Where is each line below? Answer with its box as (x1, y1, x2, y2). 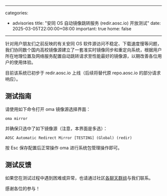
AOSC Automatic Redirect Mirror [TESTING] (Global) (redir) (5, 135, 133, 140)
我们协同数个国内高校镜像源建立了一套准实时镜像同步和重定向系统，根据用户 (5, 47, 162, 53)
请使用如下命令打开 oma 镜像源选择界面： (5, 106, 91, 112)
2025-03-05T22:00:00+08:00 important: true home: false (12, 26, 132, 31)
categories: (5, 10, 28, 15)
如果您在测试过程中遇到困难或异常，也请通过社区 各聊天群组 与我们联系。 (5, 175, 153, 181)
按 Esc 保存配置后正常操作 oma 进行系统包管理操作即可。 (5, 145, 123, 151)
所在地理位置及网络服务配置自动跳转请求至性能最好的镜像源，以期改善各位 (5, 53, 158, 59)
